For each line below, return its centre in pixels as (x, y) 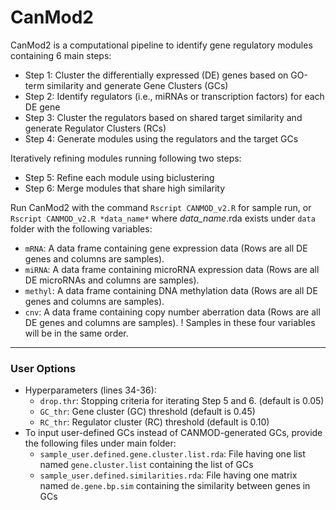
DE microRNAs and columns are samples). (112, 280)
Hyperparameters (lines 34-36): (90, 390)
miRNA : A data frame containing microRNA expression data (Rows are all (172, 269)
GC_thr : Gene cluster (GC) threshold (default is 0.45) (147, 412)
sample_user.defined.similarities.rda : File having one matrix (168, 475)
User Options (43, 368)
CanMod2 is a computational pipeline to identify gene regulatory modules (161, 45)
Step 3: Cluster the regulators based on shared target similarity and (163, 117)
